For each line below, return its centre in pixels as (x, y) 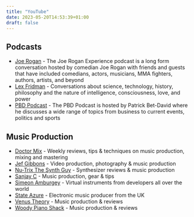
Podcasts (24, 47)
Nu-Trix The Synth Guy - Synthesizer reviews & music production (95, 170)
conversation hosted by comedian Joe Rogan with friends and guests (100, 67)
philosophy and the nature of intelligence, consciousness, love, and (97, 93)
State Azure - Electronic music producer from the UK (79, 195)
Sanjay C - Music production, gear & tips (65, 176)
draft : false (22, 23)
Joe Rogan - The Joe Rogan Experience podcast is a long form (92, 61)
